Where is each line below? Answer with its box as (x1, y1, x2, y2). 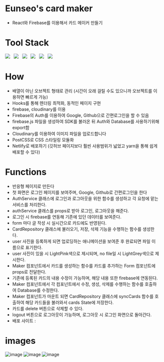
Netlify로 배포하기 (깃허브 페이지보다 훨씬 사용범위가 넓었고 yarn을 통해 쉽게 (12, 143, 158, 149)
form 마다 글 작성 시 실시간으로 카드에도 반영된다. (12, 220, 107, 226)
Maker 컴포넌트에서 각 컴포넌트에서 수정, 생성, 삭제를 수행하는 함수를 (12, 281, 144, 287)
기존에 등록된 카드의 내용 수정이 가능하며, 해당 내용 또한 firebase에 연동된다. (12, 275, 158, 281)
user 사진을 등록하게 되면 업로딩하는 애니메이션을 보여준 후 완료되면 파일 (12, 238, 151, 244)
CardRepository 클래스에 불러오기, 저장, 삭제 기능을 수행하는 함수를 (12, 226, 142, 232)
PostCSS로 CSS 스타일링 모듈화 (12, 136, 74, 142)
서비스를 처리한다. (12, 202, 47, 207)
